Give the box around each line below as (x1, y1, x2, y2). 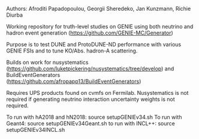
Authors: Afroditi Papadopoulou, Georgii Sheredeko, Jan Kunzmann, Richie (6, 5, 191, 12)
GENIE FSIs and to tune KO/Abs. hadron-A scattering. (6, 47, 138, 54)
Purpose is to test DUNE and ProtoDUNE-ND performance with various (6, 41, 182, 48)
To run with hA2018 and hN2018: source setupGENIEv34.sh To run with (6, 113, 182, 121)
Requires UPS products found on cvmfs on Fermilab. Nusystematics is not (6, 89, 189, 96)
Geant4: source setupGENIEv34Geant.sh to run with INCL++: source (6, 120, 175, 127)
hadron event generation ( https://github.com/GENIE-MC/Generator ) (6, 29, 174, 36)
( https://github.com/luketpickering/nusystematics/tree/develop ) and (6, 65, 174, 72)
